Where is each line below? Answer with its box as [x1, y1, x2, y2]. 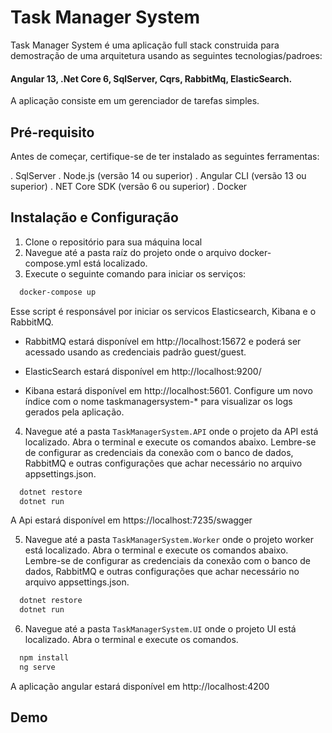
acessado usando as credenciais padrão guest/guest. [24, 346, 247, 358]
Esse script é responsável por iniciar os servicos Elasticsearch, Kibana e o [10, 305, 317, 317]
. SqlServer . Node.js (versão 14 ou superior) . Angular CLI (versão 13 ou [10, 169, 307, 181]
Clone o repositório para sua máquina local [24, 236, 203, 248]
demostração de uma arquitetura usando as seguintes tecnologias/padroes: [10, 49, 323, 61]
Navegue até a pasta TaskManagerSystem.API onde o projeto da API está [24, 425, 319, 437]
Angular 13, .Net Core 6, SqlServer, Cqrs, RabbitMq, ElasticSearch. [10, 72, 293, 85]
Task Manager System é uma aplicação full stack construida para [10, 39, 280, 51]
